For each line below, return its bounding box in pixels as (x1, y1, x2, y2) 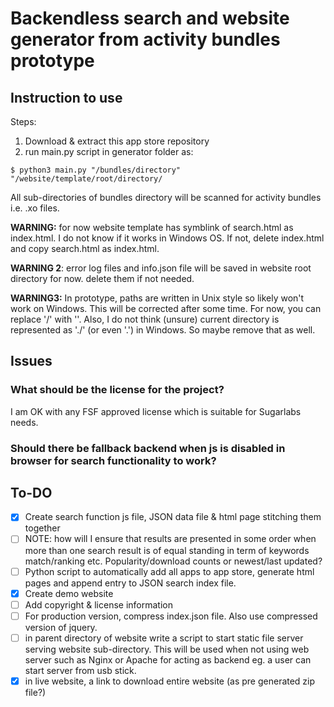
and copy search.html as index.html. (10, 243, 160, 254)
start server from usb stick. (24, 664, 137, 676)
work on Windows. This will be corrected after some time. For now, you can (10, 303, 322, 314)
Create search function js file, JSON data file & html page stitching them (24, 511, 322, 523)
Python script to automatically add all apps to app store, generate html (24, 565, 315, 577)
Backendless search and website (10, 7, 290, 30)
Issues (10, 353, 53, 370)
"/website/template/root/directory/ (10, 174, 163, 184)
